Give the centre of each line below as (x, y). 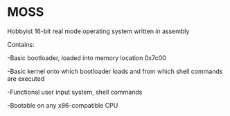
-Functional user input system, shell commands (75, 92)
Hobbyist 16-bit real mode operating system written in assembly (98, 31)
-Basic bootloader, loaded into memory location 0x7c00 (87, 58)
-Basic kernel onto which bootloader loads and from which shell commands (115, 71)
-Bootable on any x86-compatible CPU (63, 105)
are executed (26, 78)
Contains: (21, 44)
